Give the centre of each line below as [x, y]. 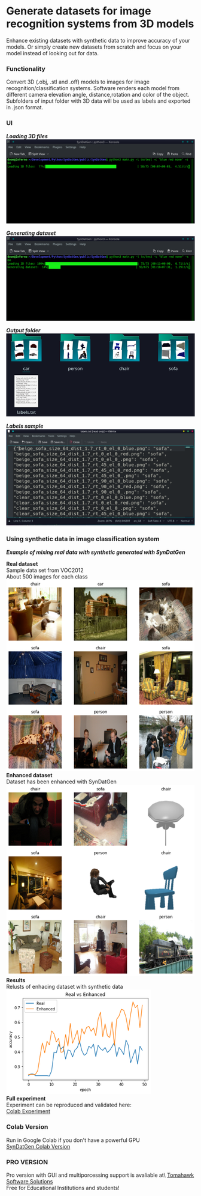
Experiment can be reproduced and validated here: [69, 1105]
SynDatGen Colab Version [38, 1146]
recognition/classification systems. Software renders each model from [93, 88]
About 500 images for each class [47, 576]
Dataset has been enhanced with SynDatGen [61, 782]
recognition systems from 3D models [100, 24]
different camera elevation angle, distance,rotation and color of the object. [98, 95]
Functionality [26, 68]
